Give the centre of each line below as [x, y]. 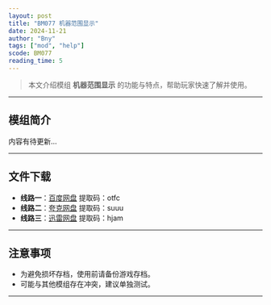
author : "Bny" [32, 38]
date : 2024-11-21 [38, 31]
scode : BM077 [30, 53]
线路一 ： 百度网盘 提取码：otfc [70, 198]
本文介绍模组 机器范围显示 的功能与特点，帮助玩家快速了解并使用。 [140, 85]
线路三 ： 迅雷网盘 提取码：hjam [71, 218]
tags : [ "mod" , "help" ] [46, 46]
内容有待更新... [33, 141]
